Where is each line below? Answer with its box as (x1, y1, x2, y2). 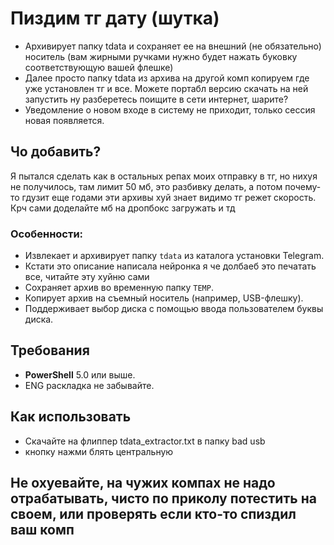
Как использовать (10, 408, 132, 426)
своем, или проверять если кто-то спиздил (10, 506, 297, 523)
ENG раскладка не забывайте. (24, 379, 155, 391)
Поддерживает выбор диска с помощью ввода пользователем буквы (24, 303, 324, 315)
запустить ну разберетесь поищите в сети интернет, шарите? (24, 93, 289, 105)
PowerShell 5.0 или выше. (24, 368, 136, 381)
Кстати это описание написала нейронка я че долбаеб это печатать (24, 260, 317, 272)
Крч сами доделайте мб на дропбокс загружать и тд (10, 202, 236, 214)
